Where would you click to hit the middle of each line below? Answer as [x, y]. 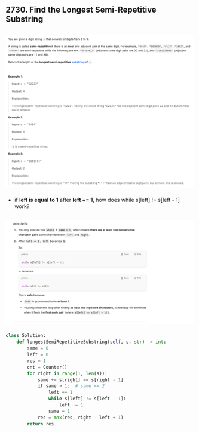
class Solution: [26, 336]
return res [41, 424]
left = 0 [38, 355]
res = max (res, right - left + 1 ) [80, 418]
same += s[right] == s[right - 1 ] [80, 380]
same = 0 [38, 348]
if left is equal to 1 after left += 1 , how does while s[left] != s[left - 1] [97, 200]
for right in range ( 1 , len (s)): [68, 373]
